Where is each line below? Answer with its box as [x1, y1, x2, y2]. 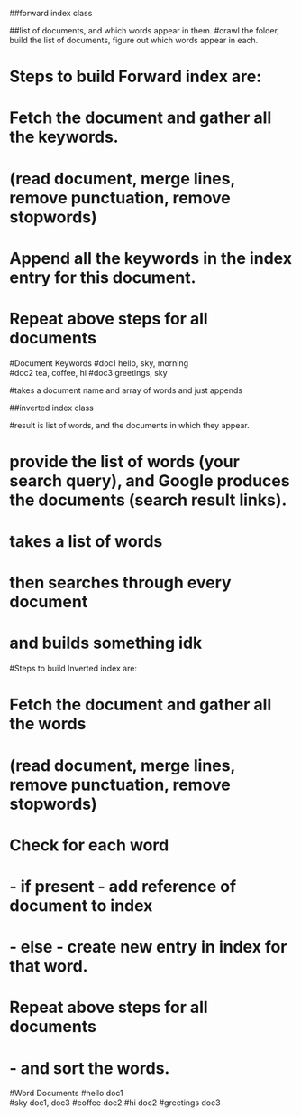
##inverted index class [9, 402, 95, 413]
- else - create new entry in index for [9, 937, 287, 957]
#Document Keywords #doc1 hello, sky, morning [9, 357, 189, 369]
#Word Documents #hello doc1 [9, 1088, 123, 1099]
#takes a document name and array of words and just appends [9, 384, 243, 396]
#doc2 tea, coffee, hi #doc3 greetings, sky [9, 367, 169, 378]
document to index [9, 895, 153, 915]
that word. [9, 956, 88, 977]
